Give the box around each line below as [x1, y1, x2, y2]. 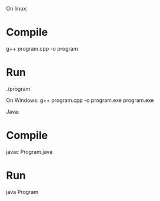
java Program [6, 188, 39, 195]
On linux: [6, 5, 28, 12]
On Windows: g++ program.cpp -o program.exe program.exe [6, 97, 154, 104]
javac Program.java [6, 148, 53, 155]
